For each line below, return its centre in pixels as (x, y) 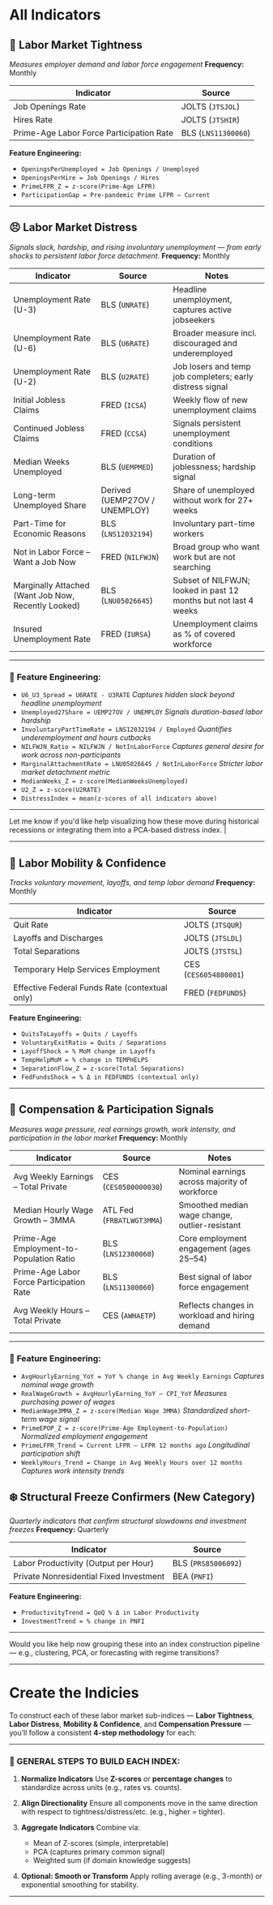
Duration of (194, 456)
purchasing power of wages (68, 1402)
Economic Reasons (50, 533)
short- (240, 1411)
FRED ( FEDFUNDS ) (215, 992)
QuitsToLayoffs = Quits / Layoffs (79, 1034)
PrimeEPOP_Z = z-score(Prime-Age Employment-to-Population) (124, 1428)
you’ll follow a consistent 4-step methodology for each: (103, 1732)
